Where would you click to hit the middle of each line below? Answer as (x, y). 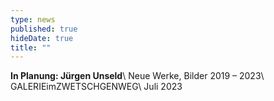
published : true (44, 29)
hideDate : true (42, 38)
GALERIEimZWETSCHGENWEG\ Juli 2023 (96, 87)
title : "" (31, 47)
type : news (33, 19)
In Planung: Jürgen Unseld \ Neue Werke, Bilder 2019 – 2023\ (137, 76)
